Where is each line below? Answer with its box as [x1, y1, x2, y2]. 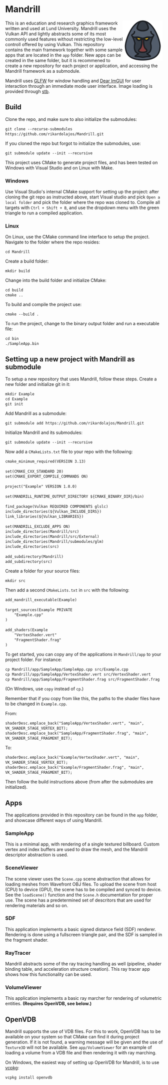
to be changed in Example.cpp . [5, 701, 67, 707]
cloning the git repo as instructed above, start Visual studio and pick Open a [5, 194, 160, 200]
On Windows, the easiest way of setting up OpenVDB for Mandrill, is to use [5, 1059, 159, 1065]
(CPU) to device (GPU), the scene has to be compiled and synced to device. [5, 886, 162, 893]
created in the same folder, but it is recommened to [5, 57, 111, 63]
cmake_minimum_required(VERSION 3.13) [5, 459, 86, 464]
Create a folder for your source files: [5, 568, 80, 574]
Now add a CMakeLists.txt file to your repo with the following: [5, 449, 133, 455]
